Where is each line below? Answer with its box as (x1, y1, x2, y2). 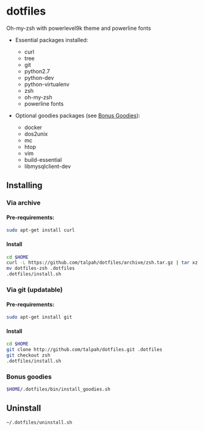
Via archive (6, 198, 41, 207)
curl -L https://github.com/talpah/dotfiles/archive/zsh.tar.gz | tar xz (6, 259, 199, 266)
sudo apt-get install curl (6, 227, 75, 233)
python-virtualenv (24, 81, 70, 88)
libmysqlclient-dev (24, 162, 71, 170)
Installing (6, 180, 43, 190)
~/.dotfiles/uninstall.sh (6, 419, 72, 426)
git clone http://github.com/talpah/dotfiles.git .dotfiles (6, 347, 163, 353)
